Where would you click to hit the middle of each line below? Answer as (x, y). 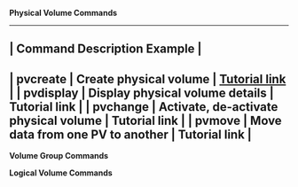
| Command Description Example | (106, 49)
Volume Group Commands (59, 156)
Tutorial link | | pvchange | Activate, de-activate (144, 107)
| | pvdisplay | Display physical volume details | (142, 93)
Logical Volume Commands (61, 173)
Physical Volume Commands (63, 13)
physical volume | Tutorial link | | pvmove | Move (145, 120)
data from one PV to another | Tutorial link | (131, 134)
